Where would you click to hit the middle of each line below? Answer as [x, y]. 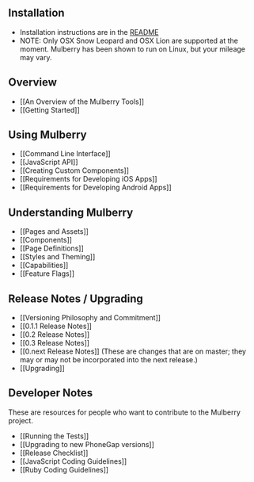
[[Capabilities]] [44, 266]
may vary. [36, 57]
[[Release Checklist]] [54, 453]
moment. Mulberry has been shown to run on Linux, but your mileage [132, 49]
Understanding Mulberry [71, 212]
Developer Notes [51, 393]
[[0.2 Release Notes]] [55, 335]
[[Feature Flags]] [47, 274]
